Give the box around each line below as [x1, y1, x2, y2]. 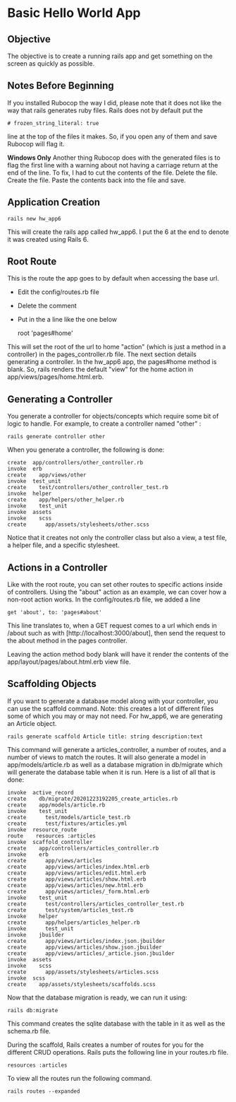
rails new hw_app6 [7, 215, 61, 222]
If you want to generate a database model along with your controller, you [7, 696, 218, 705]
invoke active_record [7, 789, 74, 796]
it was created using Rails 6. [7, 235, 89, 243]
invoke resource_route [7, 826, 77, 833]
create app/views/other [7, 471, 87, 479]
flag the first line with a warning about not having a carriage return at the [7, 160, 218, 169]
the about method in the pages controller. [7, 636, 128, 645]
